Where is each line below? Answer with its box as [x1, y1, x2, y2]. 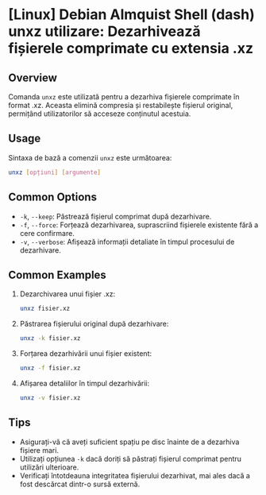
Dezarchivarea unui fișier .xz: [19, 289, 116, 299]
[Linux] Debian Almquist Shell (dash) [8, 6, 256, 24]
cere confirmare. [19, 228, 75, 238]
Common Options [8, 191, 98, 204]
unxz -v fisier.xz [19, 393, 81, 402]
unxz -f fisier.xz [19, 364, 81, 373]
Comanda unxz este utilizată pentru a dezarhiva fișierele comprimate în [8, 92, 240, 101]
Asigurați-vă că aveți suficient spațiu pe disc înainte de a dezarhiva [19, 437, 240, 447]
